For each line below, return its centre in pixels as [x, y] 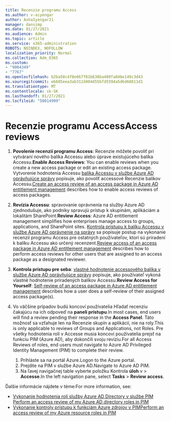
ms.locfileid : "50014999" [33, 101]
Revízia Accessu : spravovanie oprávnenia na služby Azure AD [79, 205]
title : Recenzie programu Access [41, 10]
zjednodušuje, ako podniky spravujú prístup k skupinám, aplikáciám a [86, 210]
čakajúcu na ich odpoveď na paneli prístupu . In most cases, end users [87, 312]
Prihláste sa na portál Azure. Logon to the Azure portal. [78, 360]
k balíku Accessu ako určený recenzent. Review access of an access [85, 243]
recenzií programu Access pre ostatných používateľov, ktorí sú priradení [89, 238]
